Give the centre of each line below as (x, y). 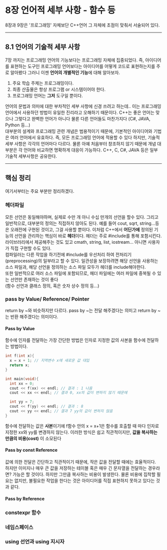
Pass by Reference (25, 499)
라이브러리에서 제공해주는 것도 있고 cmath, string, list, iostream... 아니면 (76, 242)
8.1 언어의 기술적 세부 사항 (43, 47)
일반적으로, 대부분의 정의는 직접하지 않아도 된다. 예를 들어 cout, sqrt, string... (80, 223)
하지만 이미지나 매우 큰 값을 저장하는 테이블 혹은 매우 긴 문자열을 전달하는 (76, 468)
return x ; (20, 365)
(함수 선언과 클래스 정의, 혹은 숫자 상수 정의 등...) (52, 286)
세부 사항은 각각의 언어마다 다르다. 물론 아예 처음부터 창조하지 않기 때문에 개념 (81, 143)
